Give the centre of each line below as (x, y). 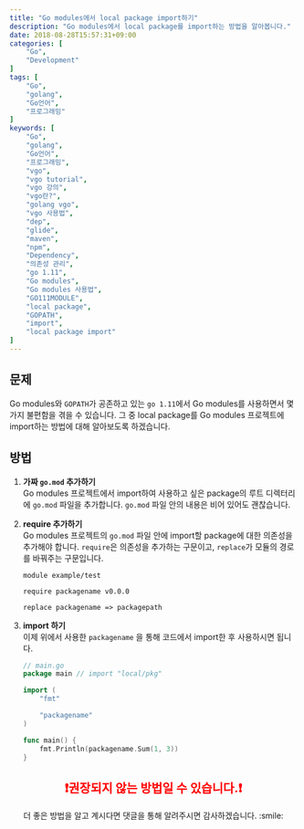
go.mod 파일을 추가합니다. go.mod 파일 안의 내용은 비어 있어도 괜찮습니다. (162, 504)
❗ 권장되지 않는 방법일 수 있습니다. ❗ (153, 787)
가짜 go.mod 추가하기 (59, 481)
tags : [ (24, 78)
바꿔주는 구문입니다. (68, 558)
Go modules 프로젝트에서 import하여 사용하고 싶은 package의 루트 (143, 493)
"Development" (52, 60)
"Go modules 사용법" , (64, 289)
